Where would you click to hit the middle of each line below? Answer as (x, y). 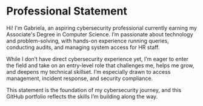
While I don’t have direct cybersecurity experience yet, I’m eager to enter (98, 59)
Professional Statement (67, 11)
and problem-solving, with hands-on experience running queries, (88, 41)
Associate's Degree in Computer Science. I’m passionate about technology (100, 34)
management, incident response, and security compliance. (80, 78)
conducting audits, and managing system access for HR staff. (83, 47)
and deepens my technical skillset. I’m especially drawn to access (88, 71)
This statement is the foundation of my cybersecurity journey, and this (94, 90)
